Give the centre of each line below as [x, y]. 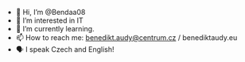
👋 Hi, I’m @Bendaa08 [51, 12]
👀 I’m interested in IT [49, 20]
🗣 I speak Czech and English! [65, 49]
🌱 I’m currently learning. [55, 29]
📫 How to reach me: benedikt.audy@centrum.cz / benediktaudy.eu [126, 38]
